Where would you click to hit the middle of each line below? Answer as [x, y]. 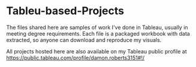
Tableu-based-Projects [65, 11]
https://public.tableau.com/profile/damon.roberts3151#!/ [76, 58]
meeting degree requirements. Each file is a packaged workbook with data [98, 33]
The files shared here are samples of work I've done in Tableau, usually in [97, 27]
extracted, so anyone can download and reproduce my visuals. [84, 40]
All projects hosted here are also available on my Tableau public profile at [97, 51]
